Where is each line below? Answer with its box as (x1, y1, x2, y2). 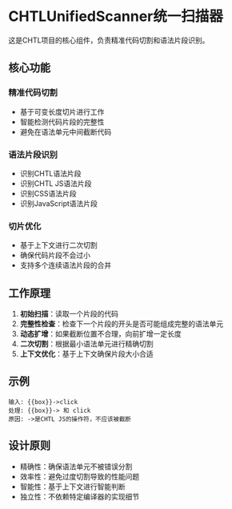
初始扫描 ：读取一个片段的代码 (19, 309, 118, 319)
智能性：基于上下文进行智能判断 (19, 482, 126, 491)
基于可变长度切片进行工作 (19, 107, 105, 116)
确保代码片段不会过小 (19, 250, 90, 261)
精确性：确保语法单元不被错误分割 (19, 462, 133, 471)
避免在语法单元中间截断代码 (19, 127, 112, 136)
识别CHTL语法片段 (19, 168, 82, 178)
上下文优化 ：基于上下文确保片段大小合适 (19, 349, 154, 359)
